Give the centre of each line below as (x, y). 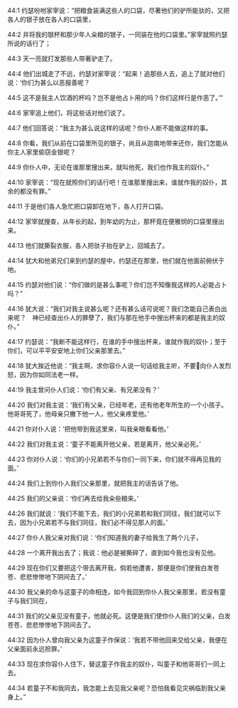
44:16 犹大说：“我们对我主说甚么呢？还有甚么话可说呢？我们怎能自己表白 (114, 309)
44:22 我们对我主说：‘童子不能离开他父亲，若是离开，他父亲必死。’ (104, 444)
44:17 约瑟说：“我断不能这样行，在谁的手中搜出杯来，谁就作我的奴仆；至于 (117, 342)
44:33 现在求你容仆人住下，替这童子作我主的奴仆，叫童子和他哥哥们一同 (114, 664)
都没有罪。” (35, 191)
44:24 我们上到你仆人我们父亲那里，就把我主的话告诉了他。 (95, 483)
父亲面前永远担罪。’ (35, 649)
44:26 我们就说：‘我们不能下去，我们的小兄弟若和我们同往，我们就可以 (111, 514)
